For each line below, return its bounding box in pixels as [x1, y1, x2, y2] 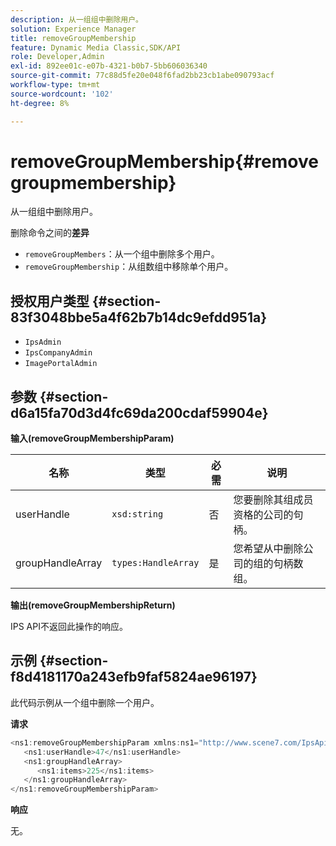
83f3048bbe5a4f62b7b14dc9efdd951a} [10, 309, 267, 326]
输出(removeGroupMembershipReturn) [10, 599, 176, 611]
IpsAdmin [24, 337, 62, 348]
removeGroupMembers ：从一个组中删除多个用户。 [24, 248, 220, 260]
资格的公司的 [233, 508, 294, 522]
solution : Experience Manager [10, 24, 137, 34]
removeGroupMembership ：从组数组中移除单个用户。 [24, 261, 234, 273]
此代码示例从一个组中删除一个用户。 [10, 696, 160, 708]
